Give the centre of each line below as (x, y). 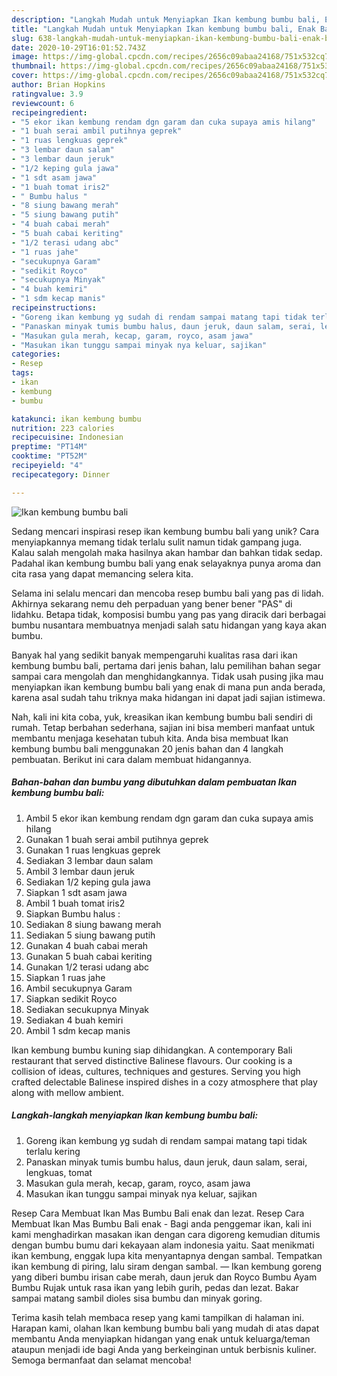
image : (25, 57)
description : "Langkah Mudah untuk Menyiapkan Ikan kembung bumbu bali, (166, 19)
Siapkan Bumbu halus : (73, 913)
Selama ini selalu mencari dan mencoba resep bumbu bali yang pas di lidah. (167, 593)
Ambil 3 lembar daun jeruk (80, 871)
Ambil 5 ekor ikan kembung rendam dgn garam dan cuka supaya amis (169, 818)
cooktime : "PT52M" (49, 456)
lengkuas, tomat (59, 1172)
